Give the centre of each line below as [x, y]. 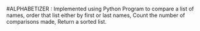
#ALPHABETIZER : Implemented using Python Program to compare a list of [100, 9]
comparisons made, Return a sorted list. [56, 22]
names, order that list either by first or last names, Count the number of [96, 15]
